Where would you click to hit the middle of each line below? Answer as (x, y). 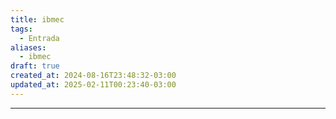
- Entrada (39, 38)
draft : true (35, 66)
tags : (21, 29)
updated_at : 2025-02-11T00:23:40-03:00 (93, 85)
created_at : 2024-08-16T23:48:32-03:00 (93, 76)
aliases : (28, 47)
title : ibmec (37, 19)
